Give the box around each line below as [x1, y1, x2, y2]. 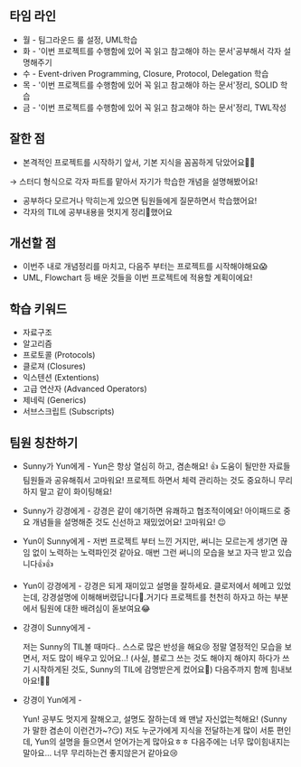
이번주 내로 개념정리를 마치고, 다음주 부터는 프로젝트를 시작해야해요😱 [22, 261, 268, 272]
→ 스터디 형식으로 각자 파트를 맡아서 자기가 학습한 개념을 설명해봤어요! [9, 175, 259, 187]
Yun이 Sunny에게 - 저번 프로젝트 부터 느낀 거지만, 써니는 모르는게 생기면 [22, 536, 278, 547]
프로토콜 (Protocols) [22, 350, 96, 360]
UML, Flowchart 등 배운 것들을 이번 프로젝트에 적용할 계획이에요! [22, 272, 253, 283]
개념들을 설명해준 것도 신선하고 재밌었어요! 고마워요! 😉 [32, 517, 227, 528]
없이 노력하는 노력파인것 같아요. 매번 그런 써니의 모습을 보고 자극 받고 [32, 547, 276, 558]
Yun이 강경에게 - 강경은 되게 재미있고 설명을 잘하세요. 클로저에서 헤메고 [22, 581, 275, 592]
